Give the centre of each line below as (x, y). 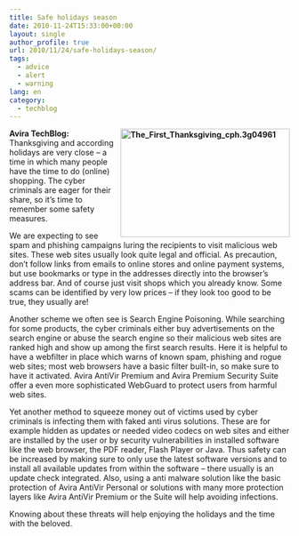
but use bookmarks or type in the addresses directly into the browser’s (139, 274)
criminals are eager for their (60, 190)
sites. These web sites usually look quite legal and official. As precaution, (143, 255)
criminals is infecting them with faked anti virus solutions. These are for (140, 421)
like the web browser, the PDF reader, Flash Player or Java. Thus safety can (148, 450)
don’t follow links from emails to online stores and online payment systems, (147, 264)
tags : (19, 59)
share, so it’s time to (46, 200)
